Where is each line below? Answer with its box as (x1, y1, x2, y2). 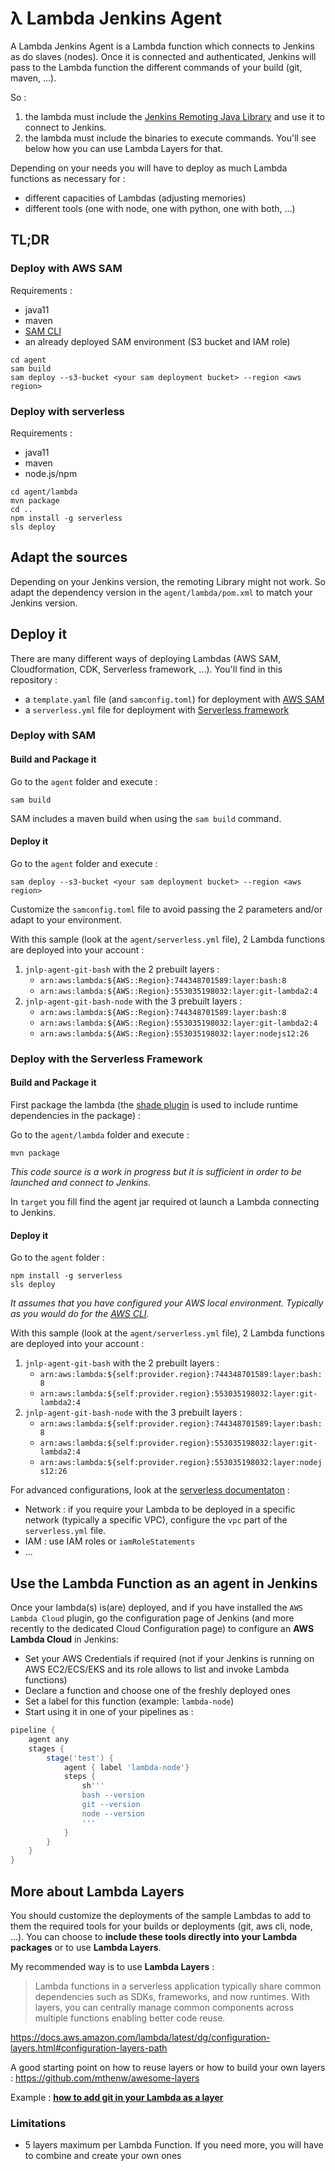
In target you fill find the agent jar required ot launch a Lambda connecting (10, 1196, 320, 1207)
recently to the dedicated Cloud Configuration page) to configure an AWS (10, 1623, 315, 1635)
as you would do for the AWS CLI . (10, 1308, 150, 1320)
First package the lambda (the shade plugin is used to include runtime (10, 1099, 298, 1111)
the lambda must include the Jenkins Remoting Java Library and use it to (24, 110, 325, 122)
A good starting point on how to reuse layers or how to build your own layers (10, 2061, 326, 2073)
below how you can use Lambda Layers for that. (24, 142, 224, 154)
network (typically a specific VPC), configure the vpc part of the (24, 1514, 288, 1526)
